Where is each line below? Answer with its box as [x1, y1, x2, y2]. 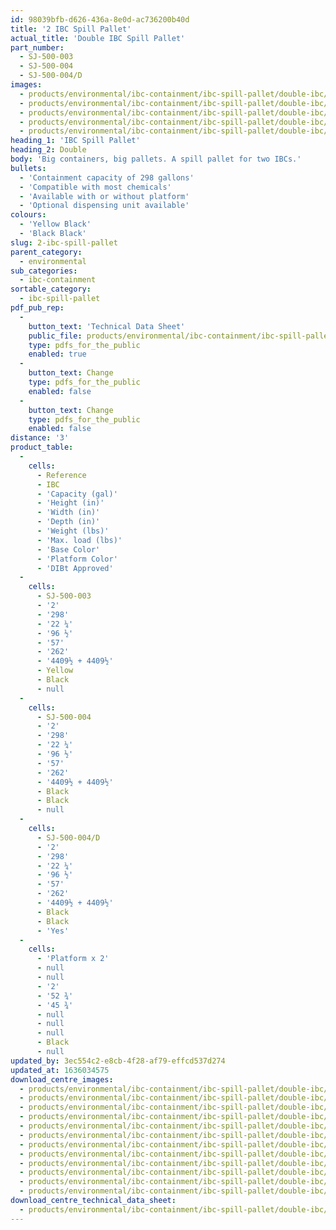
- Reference [36, 470, 87, 480]
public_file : [28, 331, 83, 341]
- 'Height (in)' [36, 498, 105, 508]
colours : [10, 210, 47, 220]
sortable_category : [10, 284, 92, 295]
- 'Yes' [36, 926, 70, 936]
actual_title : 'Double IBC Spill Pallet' [10, 33, 186, 43]
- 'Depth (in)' [36, 517, 101, 527]
